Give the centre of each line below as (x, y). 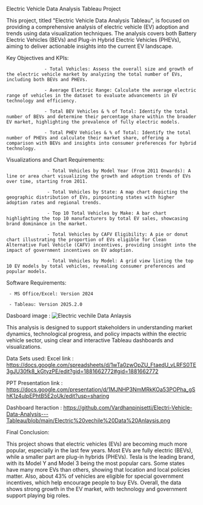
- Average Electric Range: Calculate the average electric (121, 90)
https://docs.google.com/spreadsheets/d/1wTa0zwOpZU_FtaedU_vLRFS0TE (101, 365)
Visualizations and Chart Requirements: (55, 160)
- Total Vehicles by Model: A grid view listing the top (120, 261)
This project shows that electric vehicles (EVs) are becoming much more (97, 444)
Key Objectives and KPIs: (38, 58)
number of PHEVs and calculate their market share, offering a (88, 138)
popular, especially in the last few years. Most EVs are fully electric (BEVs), (99, 450)
